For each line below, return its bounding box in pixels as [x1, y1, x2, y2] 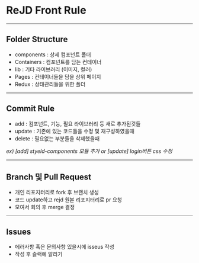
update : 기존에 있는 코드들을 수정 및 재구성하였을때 [14, 127, 135, 134]
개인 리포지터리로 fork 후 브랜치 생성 [14, 189, 99, 196]
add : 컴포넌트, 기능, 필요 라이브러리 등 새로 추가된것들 [14, 120, 141, 127]
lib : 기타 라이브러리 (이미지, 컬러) [14, 66, 92, 73]
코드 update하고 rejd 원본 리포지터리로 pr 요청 [14, 196, 123, 203]
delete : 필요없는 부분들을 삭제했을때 [14, 134, 99, 142]
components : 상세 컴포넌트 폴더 [14, 51, 91, 58]
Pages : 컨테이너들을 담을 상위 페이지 [14, 73, 101, 80]
